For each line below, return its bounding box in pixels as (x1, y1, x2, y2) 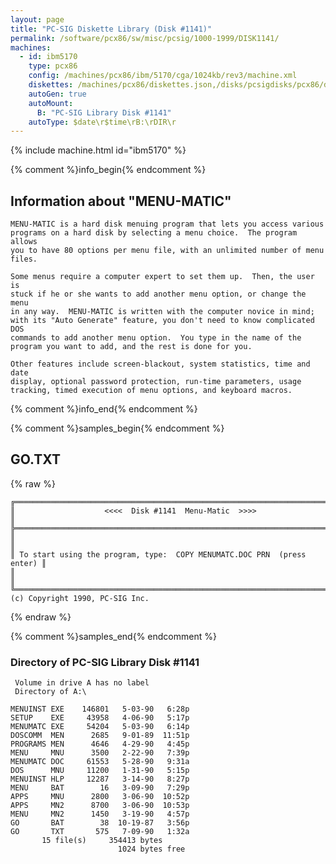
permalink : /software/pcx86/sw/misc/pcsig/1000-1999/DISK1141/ (10, 33, 280, 43)
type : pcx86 (28, 61, 78, 71)
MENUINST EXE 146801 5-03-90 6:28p (10, 704, 190, 715)
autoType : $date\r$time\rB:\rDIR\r (28, 117, 177, 127)
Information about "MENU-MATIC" (10, 192, 232, 210)
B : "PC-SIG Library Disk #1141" (36, 107, 172, 118)
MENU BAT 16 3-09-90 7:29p (10, 783, 190, 793)
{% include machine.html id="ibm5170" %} (10, 144, 187, 156)
